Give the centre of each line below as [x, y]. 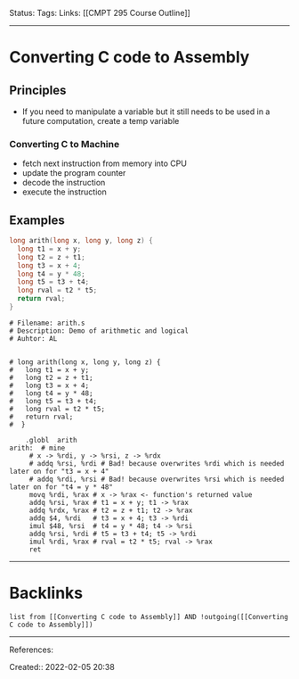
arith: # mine [37, 448]
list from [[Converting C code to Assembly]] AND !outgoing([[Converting [149, 617]
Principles [38, 90]
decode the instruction [64, 183]
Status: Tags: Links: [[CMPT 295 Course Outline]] [100, 13]
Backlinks [46, 593]
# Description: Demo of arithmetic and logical [99, 331]
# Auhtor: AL [33, 338]
